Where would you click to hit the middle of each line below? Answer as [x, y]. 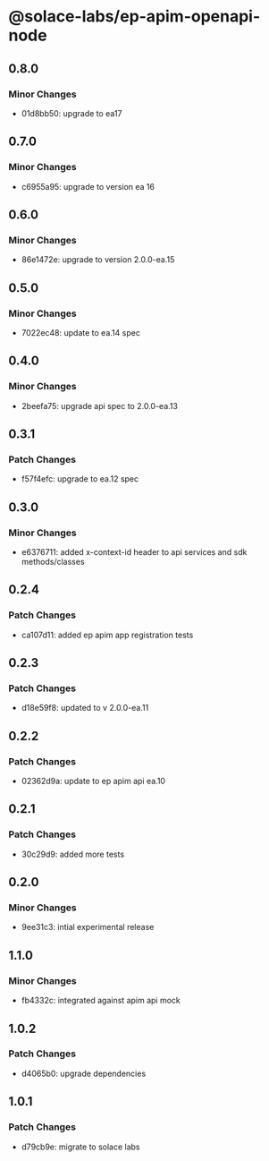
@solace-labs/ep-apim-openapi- [134, 17]
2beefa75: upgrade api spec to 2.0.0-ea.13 [99, 405]
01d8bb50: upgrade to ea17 [71, 113]
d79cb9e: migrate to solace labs [80, 1147]
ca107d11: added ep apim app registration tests [107, 635]
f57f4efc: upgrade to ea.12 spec [80, 479]
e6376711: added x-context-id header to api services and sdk [134, 552]
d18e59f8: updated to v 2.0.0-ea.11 [85, 708]
